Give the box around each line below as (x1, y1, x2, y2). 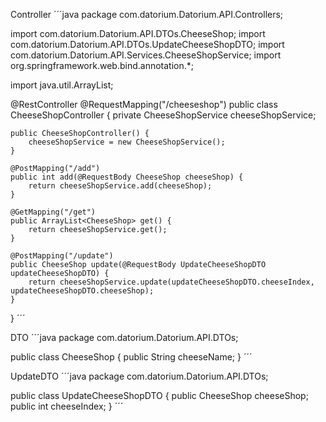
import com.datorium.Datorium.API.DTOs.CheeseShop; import (10, 28, 266, 39)
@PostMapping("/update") (10, 251, 114, 261)
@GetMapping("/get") (10, 207, 97, 217)
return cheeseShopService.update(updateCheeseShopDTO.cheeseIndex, (28, 277, 315, 287)
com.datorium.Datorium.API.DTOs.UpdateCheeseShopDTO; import (10, 39, 285, 50)
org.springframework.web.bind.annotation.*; (10, 60, 194, 71)
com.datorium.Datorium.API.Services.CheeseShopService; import (10, 49, 282, 61)
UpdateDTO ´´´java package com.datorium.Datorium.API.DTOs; (10, 370, 269, 382)
